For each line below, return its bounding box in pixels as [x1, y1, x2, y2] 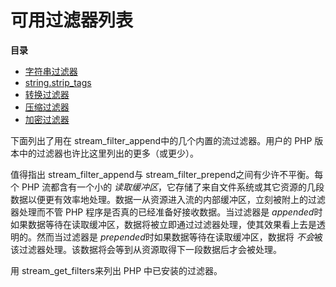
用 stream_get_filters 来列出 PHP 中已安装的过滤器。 [10, 264, 223, 276]
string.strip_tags [24, 76, 92, 88]
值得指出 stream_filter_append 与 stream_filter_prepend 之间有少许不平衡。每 [10, 168, 324, 180]
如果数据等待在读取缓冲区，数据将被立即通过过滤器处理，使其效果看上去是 [10, 218, 317, 230]
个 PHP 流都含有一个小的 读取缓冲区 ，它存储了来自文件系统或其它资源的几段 [10, 181, 325, 193]
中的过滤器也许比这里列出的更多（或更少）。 [18, 147, 199, 159]
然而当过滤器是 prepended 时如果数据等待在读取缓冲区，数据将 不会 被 [36, 231, 323, 243]
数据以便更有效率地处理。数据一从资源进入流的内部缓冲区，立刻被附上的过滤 [10, 193, 326, 205]
